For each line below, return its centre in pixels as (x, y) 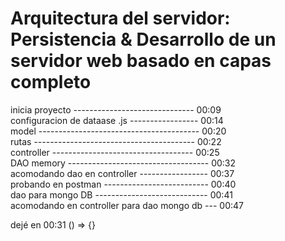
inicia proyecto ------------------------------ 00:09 (116, 109)
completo (51, 82)
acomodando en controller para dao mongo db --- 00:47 (127, 205)
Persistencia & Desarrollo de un (143, 39)
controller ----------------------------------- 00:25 (115, 152)
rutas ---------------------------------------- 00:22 (116, 141)
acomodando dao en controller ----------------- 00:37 (122, 173)
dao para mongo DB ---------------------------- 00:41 (121, 194)
